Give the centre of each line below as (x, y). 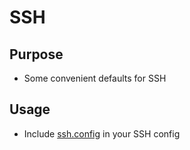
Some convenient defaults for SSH (95, 78)
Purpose (36, 54)
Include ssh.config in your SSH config (102, 133)
